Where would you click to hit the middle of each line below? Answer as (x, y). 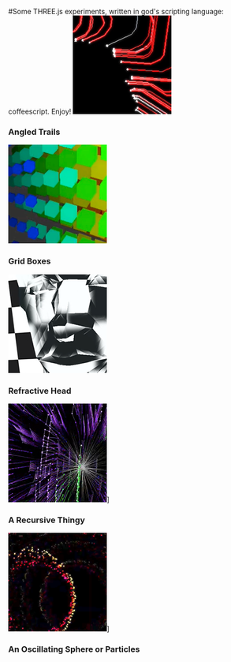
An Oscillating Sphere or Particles (74, 649)
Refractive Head (40, 391)
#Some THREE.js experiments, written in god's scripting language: (116, 11)
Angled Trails (34, 132)
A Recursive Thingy (47, 520)
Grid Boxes (30, 261)
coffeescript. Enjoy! (40, 111)
